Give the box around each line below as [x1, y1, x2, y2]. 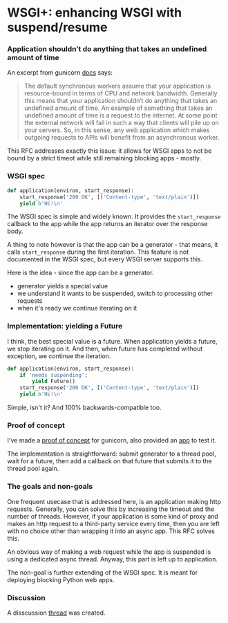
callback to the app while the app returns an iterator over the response [7, 220, 208, 228]
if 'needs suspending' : [19, 371, 88, 378]
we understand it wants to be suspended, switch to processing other [17, 289, 213, 298]
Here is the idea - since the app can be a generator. [7, 268, 154, 277]
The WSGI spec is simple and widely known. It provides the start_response [7, 212, 221, 221]
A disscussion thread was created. [7, 608, 106, 617]
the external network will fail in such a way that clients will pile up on [23, 119, 220, 127]
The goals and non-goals [7, 482, 93, 492]
